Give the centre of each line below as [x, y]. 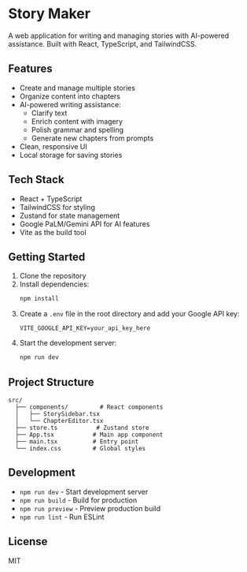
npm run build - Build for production [78, 500]
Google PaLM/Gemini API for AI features [85, 224]
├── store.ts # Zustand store [82, 428]
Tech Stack [36, 179]
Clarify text [49, 113]
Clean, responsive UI [53, 146]
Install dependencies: [54, 284]
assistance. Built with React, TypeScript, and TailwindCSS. [103, 43]
